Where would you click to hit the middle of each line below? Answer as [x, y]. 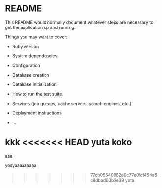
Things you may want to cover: [36, 37]
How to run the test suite [37, 94]
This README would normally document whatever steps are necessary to [79, 22]
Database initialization [35, 84]
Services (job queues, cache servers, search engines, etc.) [72, 103]
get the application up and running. [40, 27]
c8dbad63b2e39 [107, 180]
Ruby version [25, 46]
